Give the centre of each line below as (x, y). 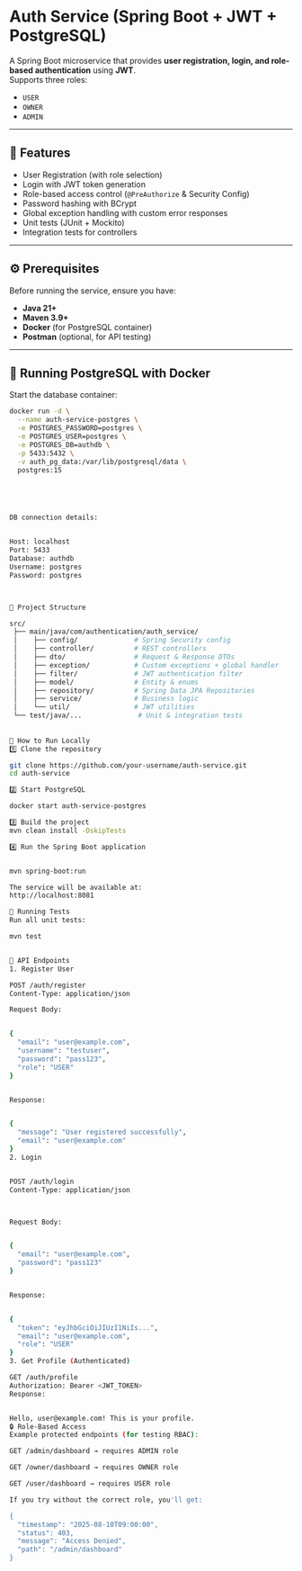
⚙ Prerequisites (54, 269)
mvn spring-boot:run (48, 871)
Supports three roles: (49, 79)
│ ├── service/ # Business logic (106, 699)
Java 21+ (39, 308)
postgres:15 (40, 470)
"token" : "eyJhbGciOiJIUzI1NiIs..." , (88, 1328)
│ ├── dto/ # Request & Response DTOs (124, 657)
